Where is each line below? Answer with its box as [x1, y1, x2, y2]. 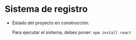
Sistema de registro [5, 3, 88, 15]
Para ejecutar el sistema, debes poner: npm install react [12, 29, 131, 35]
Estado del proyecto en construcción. [12, 20, 90, 26]
